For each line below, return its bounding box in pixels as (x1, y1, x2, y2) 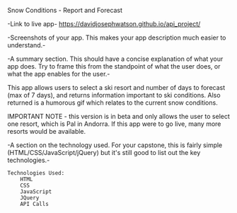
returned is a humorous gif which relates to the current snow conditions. (7, 98, 218, 107)
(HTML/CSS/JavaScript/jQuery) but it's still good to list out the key (7, 149, 201, 156)
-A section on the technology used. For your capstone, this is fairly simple (7, 141, 223, 149)
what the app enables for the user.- (7, 70, 110, 78)
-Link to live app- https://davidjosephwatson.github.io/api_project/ (7, 20, 201, 28)
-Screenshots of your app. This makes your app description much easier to (7, 33, 226, 42)
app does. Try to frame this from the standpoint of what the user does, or (7, 62, 221, 70)
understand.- (7, 41, 46, 49)
